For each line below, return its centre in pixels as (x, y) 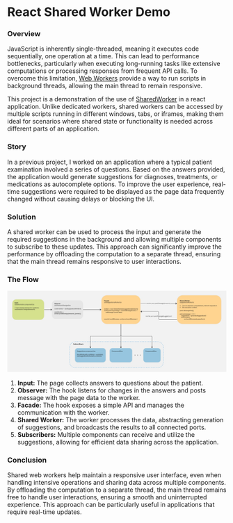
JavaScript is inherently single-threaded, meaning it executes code (103, 49)
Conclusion (27, 460)
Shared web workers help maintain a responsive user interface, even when (114, 475)
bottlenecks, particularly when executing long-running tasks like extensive (114, 64)
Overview (24, 34)
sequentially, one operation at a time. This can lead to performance (103, 56)
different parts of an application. (53, 128)
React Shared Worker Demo (89, 12)
